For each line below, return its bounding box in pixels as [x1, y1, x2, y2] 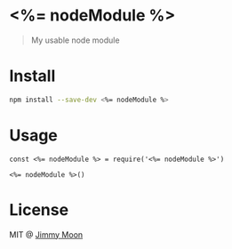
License [9, 199, 69, 220]
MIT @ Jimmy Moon [9, 229, 84, 240]
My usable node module [30, 35, 120, 45]
